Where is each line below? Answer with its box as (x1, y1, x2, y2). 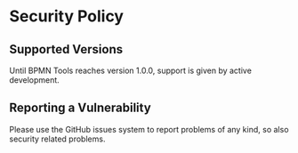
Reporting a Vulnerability (9, 101, 151, 116)
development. (9, 75, 60, 85)
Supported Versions (9, 42, 123, 57)
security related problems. (9, 133, 106, 144)
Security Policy (9, 6, 125, 27)
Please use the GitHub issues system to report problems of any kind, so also (9, 124, 289, 134)
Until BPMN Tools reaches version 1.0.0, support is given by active (9, 65, 252, 76)
